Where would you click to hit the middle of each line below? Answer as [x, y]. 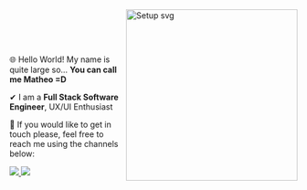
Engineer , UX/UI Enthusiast [61, 107]
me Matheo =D [38, 79]
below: [22, 153]
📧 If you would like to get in [60, 124]
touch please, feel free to [57, 134]
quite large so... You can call [63, 69]
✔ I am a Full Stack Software [64, 97]
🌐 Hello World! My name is [60, 59]
